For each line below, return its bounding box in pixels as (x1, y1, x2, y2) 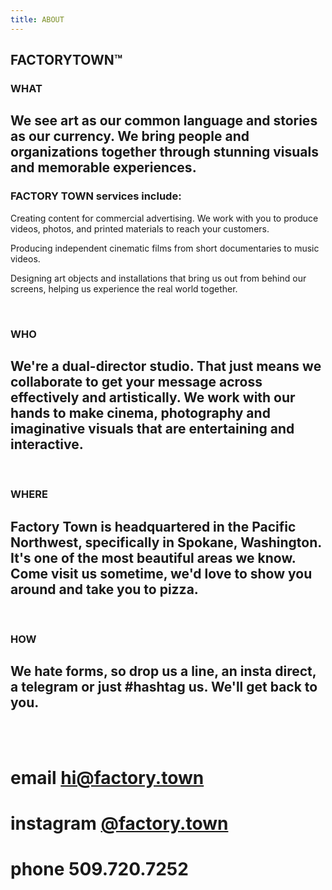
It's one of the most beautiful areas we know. (10, 549, 297, 566)
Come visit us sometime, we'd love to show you (10, 565, 313, 582)
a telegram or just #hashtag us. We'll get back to (10, 679, 318, 696)
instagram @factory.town (10, 812, 229, 835)
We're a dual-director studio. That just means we (10, 357, 322, 375)
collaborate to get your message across (10, 373, 263, 390)
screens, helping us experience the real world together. (10, 282, 238, 295)
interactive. (10, 436, 84, 453)
